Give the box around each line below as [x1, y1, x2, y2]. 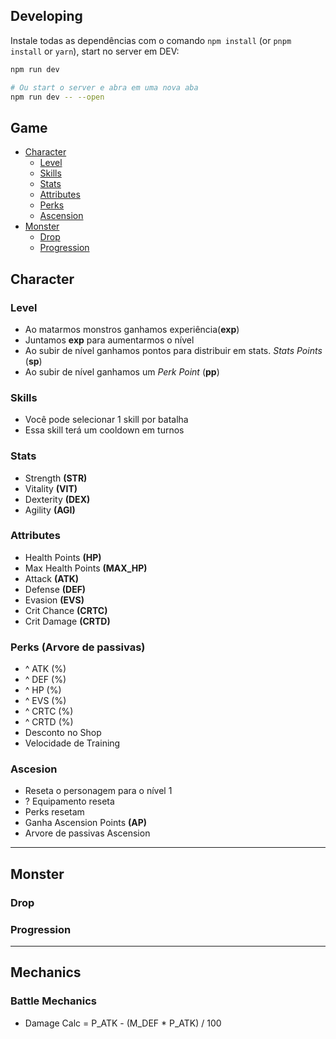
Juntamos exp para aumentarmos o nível [24, 334, 195, 346]
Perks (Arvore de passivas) [10, 640, 146, 654]
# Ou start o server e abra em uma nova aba [10, 82, 199, 93]
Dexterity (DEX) [24, 493, 91, 505]
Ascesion [10, 762, 58, 776]
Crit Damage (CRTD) [24, 615, 111, 627]
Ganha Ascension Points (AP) [24, 817, 148, 829]
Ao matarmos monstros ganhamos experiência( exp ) [24, 323, 240, 335]
